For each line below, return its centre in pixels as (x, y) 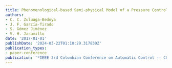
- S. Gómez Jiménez (26, 29)
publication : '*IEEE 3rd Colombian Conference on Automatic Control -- (83, 58)
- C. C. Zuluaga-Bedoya (31, 19)
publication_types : (26, 48)
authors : (15, 15)
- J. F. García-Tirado (29, 24)
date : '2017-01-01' (26, 39)
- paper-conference (26, 53)
